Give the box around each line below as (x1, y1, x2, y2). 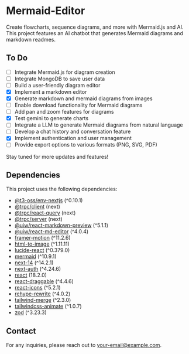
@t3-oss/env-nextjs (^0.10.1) (14, 197, 83, 204)
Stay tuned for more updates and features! (6, 153, 109, 160)
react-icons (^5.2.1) (14, 284, 61, 291)
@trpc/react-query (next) (14, 209, 76, 216)
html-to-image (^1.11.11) (14, 240, 70, 247)
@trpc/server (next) (14, 216, 63, 223)
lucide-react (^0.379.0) (14, 247, 70, 254)
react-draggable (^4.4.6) (14, 278, 74, 285)
